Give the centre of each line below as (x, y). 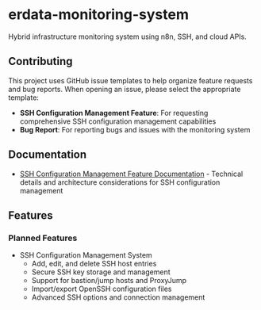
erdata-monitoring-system (98, 15)
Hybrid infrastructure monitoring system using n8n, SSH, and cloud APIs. (128, 36)
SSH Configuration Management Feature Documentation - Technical (131, 174)
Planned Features (43, 238)
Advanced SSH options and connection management (118, 297)
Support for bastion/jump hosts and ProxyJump (109, 281)
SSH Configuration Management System (86, 255)
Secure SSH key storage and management (101, 272)
